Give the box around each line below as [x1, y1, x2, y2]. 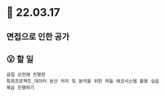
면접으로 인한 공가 [6, 31, 70, 42]
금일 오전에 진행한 [6, 72, 46, 78]
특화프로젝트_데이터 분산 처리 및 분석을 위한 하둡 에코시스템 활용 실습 [6, 78, 159, 84]
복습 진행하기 [6, 85, 35, 91]
